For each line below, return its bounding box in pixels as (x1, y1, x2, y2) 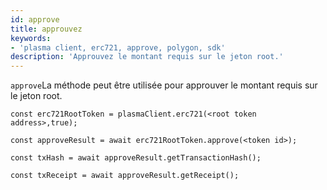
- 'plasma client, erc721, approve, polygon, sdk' (10, 42, 226, 53)
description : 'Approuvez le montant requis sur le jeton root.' (10, 52, 284, 62)
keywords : (10, 33, 52, 43)
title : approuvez (10, 24, 83, 34)
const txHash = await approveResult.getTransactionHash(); (10, 153, 262, 163)
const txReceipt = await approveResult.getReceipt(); (10, 171, 240, 181)
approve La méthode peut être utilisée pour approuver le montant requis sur (10, 79, 318, 91)
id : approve (10, 14, 60, 25)
